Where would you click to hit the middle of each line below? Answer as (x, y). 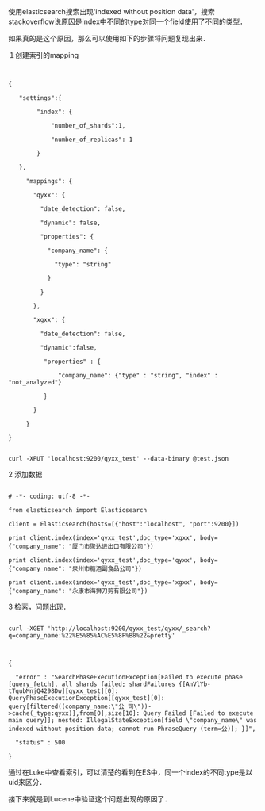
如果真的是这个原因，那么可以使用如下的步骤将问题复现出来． (109, 38)
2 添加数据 (25, 474)
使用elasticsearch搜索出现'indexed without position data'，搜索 (112, 11)
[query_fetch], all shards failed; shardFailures (92, 684)
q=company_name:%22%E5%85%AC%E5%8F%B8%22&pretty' (92, 636)
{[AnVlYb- (195, 684)
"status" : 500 (40, 743)
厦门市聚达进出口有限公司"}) (113, 546)
